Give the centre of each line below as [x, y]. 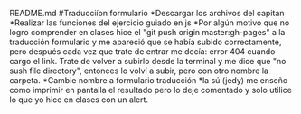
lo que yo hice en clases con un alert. [79, 100]
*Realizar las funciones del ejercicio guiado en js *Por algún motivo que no [150, 23]
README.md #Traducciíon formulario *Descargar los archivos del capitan [147, 13]
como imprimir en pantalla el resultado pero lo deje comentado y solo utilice [150, 90]
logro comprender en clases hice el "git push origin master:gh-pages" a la [147, 32]
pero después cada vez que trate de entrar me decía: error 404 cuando [142, 52]
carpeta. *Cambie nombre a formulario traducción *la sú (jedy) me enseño [149, 80]
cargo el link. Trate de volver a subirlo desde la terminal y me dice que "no [148, 61]
